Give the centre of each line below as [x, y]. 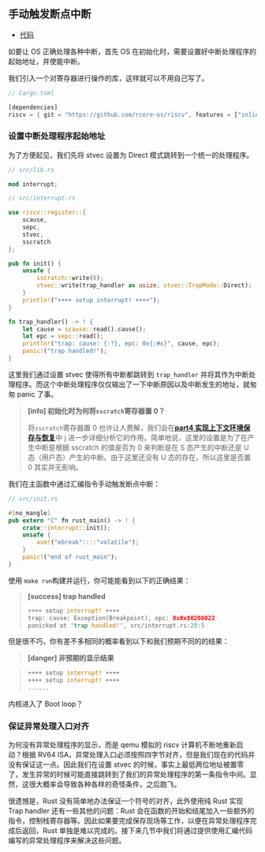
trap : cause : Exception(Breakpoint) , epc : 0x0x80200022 [121, 618]
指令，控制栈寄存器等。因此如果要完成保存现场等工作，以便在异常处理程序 [129, 821]
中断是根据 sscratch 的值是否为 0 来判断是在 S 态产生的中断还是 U [142, 447]
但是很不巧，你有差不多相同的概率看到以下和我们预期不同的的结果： [119, 641]
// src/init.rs [33, 499]
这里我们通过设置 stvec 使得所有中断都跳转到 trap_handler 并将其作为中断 [129, 374]
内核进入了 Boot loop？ [46, 704]
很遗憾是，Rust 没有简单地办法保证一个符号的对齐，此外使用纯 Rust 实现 [126, 801]
